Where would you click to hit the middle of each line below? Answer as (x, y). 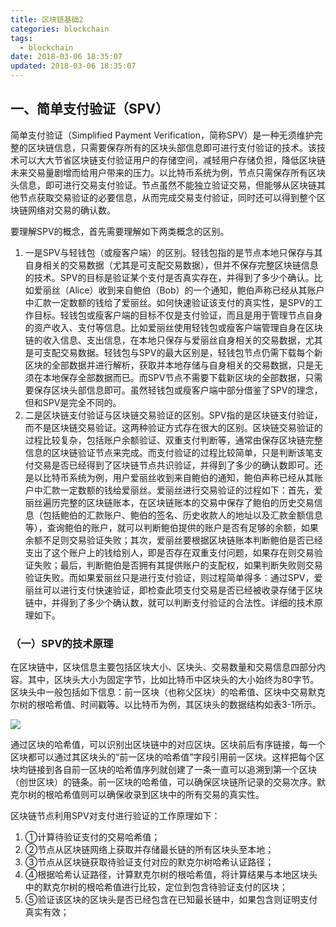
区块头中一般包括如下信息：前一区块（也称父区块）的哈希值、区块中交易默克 (168, 692)
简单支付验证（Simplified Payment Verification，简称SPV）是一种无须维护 (162, 135)
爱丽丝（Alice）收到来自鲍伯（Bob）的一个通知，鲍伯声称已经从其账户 (179, 290)
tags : (21, 38)
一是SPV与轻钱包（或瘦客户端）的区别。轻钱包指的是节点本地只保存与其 (173, 252)
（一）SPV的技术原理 (62, 643)
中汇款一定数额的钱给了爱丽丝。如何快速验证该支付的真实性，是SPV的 (169, 302)
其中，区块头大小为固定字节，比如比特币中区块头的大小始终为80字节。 (173, 680)
